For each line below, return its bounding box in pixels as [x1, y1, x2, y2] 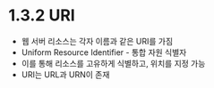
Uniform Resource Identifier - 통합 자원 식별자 [21, 46, 187, 58]
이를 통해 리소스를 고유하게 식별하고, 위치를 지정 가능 [21, 58, 206, 68]
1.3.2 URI [8, 5, 75, 26]
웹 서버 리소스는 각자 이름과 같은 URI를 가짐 [21, 36, 174, 46]
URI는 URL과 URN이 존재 [21, 68, 110, 80]
